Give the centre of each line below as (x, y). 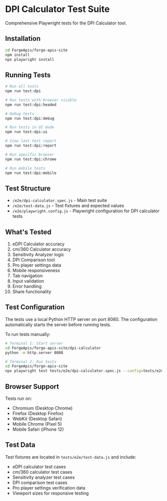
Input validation (28, 281)
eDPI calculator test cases (39, 467)
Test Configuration (35, 307)
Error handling (27, 286)
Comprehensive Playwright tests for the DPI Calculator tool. (66, 23)
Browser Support (32, 387)
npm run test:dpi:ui (27, 132)
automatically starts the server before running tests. (58, 325)
